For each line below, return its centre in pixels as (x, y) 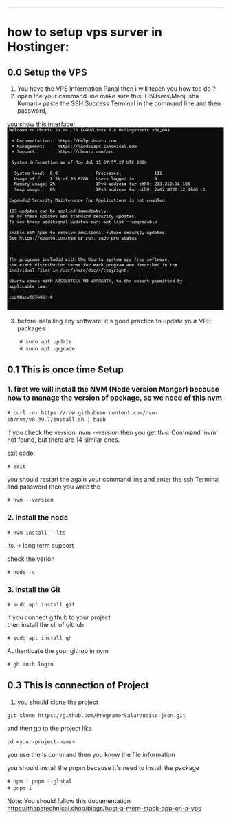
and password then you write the (54, 487)
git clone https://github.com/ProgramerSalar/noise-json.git (97, 715)
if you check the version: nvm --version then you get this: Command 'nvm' (113, 433)
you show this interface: (41, 124)
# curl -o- (23, 413)
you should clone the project (57, 702)
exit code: (21, 453)
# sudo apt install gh (40, 638)
